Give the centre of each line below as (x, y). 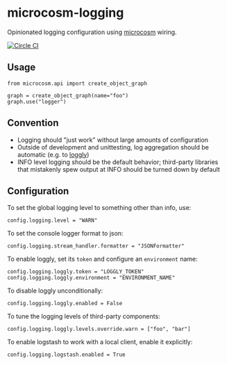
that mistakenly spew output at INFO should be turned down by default (118, 169)
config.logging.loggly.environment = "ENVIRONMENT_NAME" (91, 278)
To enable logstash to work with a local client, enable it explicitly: (100, 342)
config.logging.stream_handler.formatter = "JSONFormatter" (96, 246)
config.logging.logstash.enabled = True (67, 355)
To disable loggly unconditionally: (55, 291)
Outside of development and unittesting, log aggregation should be (113, 147)
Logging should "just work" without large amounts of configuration (113, 140)
